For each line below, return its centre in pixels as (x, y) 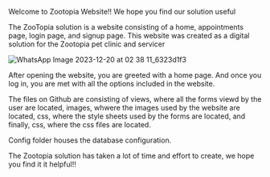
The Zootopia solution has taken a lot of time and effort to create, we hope (131, 156)
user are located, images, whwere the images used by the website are (125, 108)
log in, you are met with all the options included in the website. (112, 84)
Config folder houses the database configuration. (90, 140)
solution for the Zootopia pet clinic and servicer (87, 44)
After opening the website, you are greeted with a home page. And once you (135, 75)
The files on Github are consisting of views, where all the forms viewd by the (135, 99)
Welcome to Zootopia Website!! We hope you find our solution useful (122, 12)
